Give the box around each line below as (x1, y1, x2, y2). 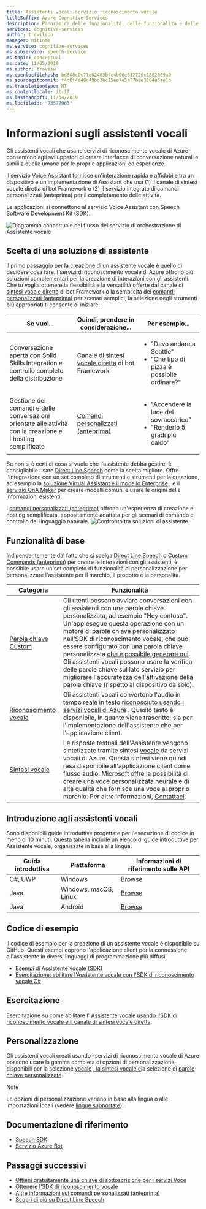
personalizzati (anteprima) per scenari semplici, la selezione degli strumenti (6, 295, 197, 302)
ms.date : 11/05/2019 (6, 60, 59, 66)
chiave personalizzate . (6, 1072, 63, 1079)
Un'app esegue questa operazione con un (63, 620, 185, 628)
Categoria (18, 586, 48, 594)
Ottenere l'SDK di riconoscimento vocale (15, 1183, 118, 1191)
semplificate (9, 442, 45, 451)
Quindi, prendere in (77, 316, 135, 324)
